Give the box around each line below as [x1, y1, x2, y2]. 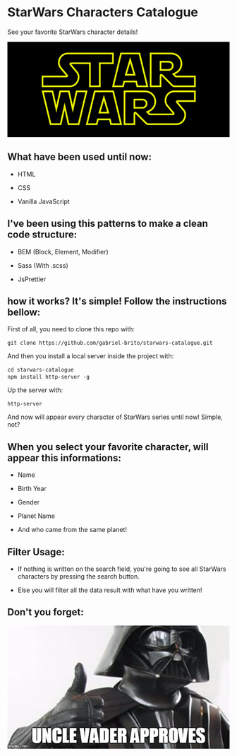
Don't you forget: [7, 606, 84, 618]
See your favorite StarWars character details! [7, 28, 138, 36]
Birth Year [17, 485, 47, 493]
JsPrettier [17, 275, 47, 283]
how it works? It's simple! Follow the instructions [7, 295, 227, 307]
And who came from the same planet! [17, 526, 127, 534]
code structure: [7, 229, 78, 241]
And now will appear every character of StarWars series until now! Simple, [7, 413, 224, 421]
